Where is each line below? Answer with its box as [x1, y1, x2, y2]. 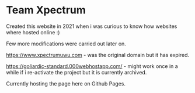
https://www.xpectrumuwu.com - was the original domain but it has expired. [6, 51, 190, 58]
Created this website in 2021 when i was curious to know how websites [6, 23, 177, 30]
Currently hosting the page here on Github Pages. [6, 80, 126, 87]
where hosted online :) [6, 28, 60, 35]
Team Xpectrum [6, 3, 86, 17]
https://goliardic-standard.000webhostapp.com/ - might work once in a [6, 62, 178, 70]
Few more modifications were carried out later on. [6, 40, 127, 47]
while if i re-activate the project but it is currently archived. [6, 69, 147, 76]
